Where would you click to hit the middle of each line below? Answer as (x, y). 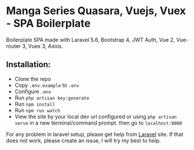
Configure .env (33, 91)
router (14, 46)
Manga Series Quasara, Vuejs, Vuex (96, 11)
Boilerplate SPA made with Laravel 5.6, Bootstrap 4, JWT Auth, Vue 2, (91, 40)
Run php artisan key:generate (52, 97)
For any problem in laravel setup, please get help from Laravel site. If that (95, 134)
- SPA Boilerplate (48, 23)
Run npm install (35, 104)
